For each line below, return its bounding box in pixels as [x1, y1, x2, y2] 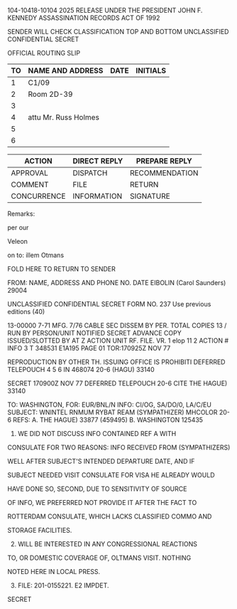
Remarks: [7, 209, 35, 218]
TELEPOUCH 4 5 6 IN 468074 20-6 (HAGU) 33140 [7, 365, 155, 373]
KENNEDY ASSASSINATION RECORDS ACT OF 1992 [7, 14, 160, 22]
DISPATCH [72, 168, 108, 177]
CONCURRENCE [11, 192, 66, 201]
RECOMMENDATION [130, 168, 199, 177]
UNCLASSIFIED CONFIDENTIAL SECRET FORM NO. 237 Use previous [7, 300, 211, 308]
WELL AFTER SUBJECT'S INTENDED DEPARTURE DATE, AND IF [7, 457, 195, 465]
